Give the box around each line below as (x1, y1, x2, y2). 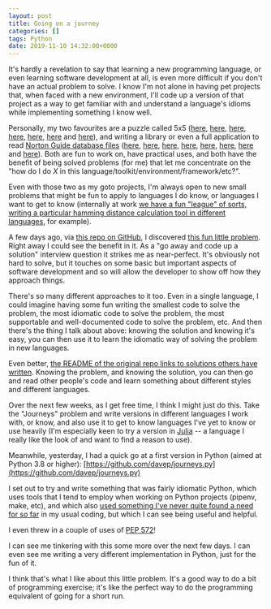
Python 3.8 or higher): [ (8, 460, 87, 469)
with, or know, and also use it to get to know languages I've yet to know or (8, 417, 256, 427)
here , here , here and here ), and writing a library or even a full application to (8, 132, 260, 142)
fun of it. (8, 558, 37, 568)
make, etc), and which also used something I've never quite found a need (8, 501, 254, 511)
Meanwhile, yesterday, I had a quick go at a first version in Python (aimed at (8, 451, 262, 460)
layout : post (8, 11, 53, 20)
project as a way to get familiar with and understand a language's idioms (8, 99, 252, 109)
